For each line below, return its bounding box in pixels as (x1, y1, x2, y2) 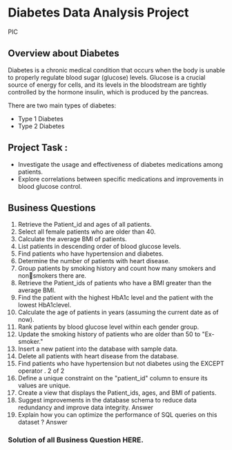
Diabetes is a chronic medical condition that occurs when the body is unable (8, 65, 225, 74)
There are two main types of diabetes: (8, 101, 117, 110)
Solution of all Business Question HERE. (8, 436, 144, 445)
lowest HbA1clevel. (17, 301, 72, 309)
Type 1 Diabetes (17, 114, 64, 123)
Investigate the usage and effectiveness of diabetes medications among (17, 160, 223, 168)
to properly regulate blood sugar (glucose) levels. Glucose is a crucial (8, 73, 206, 81)
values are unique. (17, 381, 71, 390)
